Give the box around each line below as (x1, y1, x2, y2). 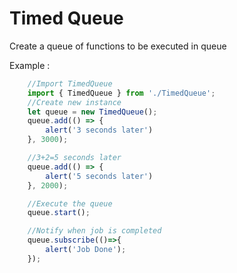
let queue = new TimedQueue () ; (27, 107, 158, 117)
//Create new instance (27, 97, 122, 107)
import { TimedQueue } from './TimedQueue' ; (27, 88, 216, 98)
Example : (9, 59, 51, 71)
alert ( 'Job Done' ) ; (45, 245, 127, 255)
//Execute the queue (27, 198, 113, 209)
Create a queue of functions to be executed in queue (9, 40, 227, 52)
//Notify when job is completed (27, 226, 162, 236)
